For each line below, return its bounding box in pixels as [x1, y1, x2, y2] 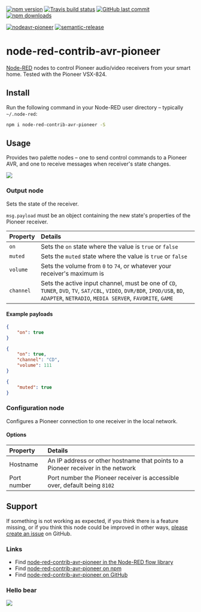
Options [6, 431, 27, 439]
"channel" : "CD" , [17, 357, 60, 363]
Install [6, 88, 30, 98]
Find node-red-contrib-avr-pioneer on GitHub [14, 571, 128, 579]
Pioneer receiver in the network [47, 464, 136, 472]
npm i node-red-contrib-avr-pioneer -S [6, 121, 106, 128]
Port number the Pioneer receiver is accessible [47, 474, 179, 482]
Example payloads [6, 311, 53, 318]
